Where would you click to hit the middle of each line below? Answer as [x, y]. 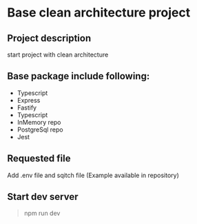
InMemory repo [39, 122]
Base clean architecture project [99, 13]
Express [29, 100]
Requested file [39, 159]
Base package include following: [79, 76]
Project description [49, 38]
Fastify [27, 108]
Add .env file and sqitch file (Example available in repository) [93, 175]
